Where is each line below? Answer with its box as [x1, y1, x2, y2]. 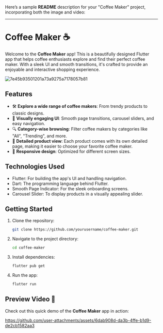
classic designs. [12, 110, 45, 116]
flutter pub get [12, 264, 45, 268]
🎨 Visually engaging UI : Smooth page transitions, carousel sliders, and [12, 115, 154, 121]
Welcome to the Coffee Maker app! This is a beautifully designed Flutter [5, 51, 149, 57]
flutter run [12, 282, 36, 286]
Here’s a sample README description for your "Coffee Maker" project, [5, 4, 146, 10]
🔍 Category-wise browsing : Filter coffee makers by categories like [12, 126, 148, 132]
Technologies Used [5, 163, 65, 171]
